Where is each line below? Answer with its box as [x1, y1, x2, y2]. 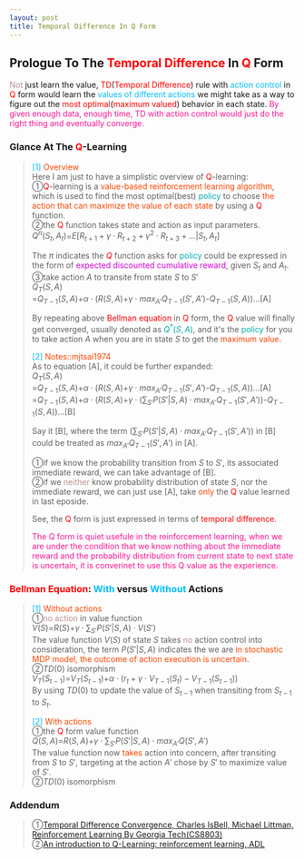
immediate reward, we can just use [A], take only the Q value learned [31, 486, 290, 497]
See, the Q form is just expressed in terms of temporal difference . [31, 513, 277, 524]
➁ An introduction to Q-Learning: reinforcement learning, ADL [31, 839, 265, 850]
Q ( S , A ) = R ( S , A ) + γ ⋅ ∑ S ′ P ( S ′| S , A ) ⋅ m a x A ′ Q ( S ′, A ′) [31, 736, 209, 749]
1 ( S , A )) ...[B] [31, 406, 76, 419]
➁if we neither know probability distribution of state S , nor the [31, 476, 268, 487]
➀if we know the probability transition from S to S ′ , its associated [31, 457, 279, 468]
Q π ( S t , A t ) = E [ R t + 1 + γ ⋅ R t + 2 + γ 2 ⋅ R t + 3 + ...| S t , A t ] [31, 229, 221, 243]
